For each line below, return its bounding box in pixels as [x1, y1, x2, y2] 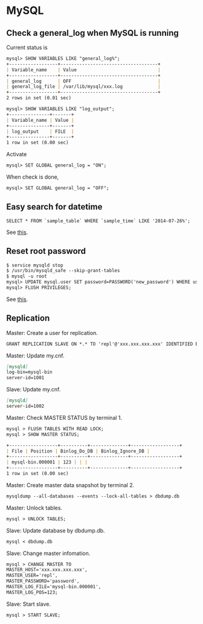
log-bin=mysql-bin [6, 369, 53, 376]
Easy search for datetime [6, 202, 103, 212]
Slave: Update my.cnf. [6, 386, 61, 393]
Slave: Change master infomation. [6, 549, 91, 557]
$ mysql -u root [6, 273, 47, 279]
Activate [6, 151, 27, 158]
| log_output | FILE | [6, 128, 74, 134]
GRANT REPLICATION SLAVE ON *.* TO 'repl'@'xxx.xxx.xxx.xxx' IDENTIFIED [6, 340, 193, 347]
